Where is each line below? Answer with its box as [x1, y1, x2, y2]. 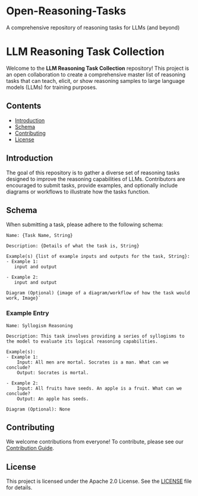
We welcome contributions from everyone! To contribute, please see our [6, 438, 184, 445]
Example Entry [6, 309, 49, 318]
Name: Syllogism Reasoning [6, 322, 73, 329]
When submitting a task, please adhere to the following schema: [6, 221, 164, 228]
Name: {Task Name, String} [6, 233, 73, 239]
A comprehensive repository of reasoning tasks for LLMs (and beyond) [6, 24, 180, 31]
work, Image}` [6, 295, 42, 301]
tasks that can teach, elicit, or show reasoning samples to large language [6, 77, 186, 84]
